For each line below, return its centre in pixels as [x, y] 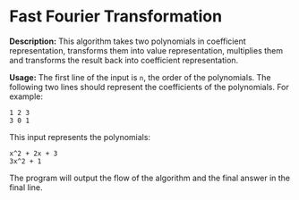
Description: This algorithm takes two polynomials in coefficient [128, 41]
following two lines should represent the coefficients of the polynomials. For [149, 87]
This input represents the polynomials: [80, 137]
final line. [26, 187]
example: [26, 96]
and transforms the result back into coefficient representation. [124, 60]
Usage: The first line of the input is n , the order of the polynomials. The [140, 77]
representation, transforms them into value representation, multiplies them [146, 50]
